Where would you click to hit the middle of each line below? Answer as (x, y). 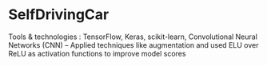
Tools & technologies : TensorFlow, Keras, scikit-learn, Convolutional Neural (133, 37)
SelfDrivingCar (59, 15)
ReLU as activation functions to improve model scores (97, 53)
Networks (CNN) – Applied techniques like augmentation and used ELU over (133, 45)
